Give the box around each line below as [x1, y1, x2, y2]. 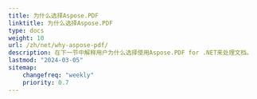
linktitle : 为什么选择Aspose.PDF [8, 19, 113, 27]
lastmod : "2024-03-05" [8, 57, 84, 65]
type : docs [8, 26, 45, 34]
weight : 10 [8, 34, 45, 42]
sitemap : [8, 64, 37, 72]
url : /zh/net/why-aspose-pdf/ [8, 42, 109, 49]
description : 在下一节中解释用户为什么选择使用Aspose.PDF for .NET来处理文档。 [8, 49, 253, 57]
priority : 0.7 [22, 78, 69, 86]
